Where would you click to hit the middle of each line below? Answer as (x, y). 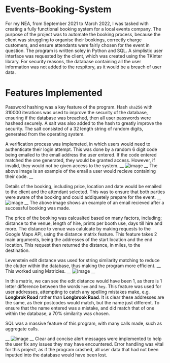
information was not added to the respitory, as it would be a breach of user (83, 67)
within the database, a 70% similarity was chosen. (58, 313)
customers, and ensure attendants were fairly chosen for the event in (77, 45)
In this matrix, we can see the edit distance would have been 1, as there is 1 (84, 281)
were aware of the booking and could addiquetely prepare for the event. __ (83, 197)
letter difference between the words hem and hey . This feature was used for (83, 286)
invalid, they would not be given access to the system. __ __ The (81, 165)
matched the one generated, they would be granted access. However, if (80, 160)
